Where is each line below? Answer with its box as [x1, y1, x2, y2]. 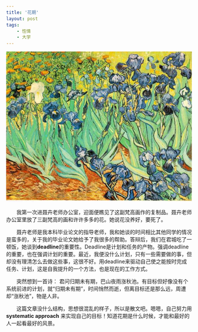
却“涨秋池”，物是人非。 [6, 293, 63, 300]
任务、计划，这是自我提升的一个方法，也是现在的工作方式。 [6, 265, 151, 273]
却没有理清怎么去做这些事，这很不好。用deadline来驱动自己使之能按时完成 [6, 258, 187, 265]
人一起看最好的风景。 [6, 320, 58, 327]
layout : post [6, 15, 38, 22]
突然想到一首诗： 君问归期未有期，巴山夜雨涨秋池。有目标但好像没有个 [16, 278, 189, 285]
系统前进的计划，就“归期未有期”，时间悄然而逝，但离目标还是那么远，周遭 [6, 285, 187, 293]
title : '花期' [6, 9, 39, 15]
